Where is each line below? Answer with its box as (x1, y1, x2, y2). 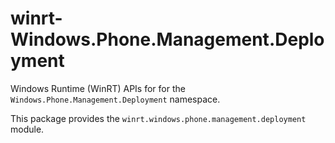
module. (10, 123, 45, 135)
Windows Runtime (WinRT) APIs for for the (10, 82, 186, 94)
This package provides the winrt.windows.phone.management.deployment (10, 112, 307, 124)
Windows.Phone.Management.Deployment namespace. (10, 93, 221, 105)
